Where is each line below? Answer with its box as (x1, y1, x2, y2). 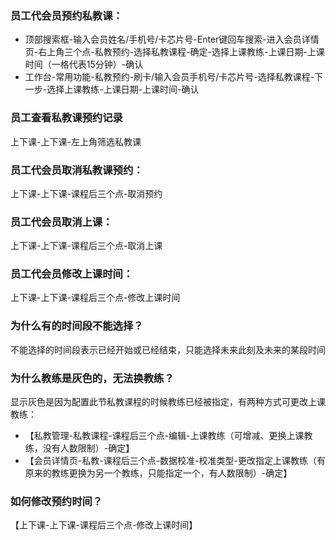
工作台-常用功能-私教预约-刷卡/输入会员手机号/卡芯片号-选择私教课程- (24, 71, 315, 83)
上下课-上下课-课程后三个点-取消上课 (10, 240, 163, 252)
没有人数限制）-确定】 (42, 442, 135, 454)
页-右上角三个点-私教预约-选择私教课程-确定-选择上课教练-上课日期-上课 (24, 46, 325, 58)
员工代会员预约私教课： (10, 8, 123, 22)
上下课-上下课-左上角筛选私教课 (10, 135, 142, 147)
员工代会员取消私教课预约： (10, 163, 144, 177)
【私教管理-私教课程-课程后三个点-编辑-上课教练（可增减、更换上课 (24, 430, 305, 442)
